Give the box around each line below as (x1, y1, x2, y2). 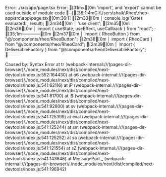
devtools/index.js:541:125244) (5, 124, 67, 130)
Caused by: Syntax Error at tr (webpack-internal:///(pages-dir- (5, 62, 132, 67)
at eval (67, 114, 81, 119)
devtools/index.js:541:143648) (5, 156, 67, 161)
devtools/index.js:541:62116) (5, 82, 63, 88)
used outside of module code (5, 10, 65, 16)
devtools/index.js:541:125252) (5, 135, 66, 141)
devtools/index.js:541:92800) (5, 104, 65, 109)
